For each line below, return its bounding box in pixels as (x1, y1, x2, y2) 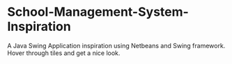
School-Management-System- (7, 4, 190, 20)
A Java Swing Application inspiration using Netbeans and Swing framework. (7, 41, 226, 50)
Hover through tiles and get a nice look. (7, 49, 121, 57)
